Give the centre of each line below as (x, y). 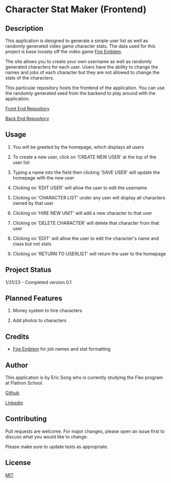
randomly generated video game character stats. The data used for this (80, 46)
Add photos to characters (40, 320)
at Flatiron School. (24, 383)
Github (12, 393)
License (18, 463)
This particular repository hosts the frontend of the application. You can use (85, 88)
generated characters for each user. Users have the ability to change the (82, 67)
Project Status (29, 270)
